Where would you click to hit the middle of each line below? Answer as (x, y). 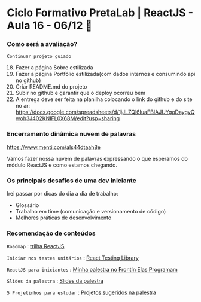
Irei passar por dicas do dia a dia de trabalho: (63, 194)
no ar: (23, 106)
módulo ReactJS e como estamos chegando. (62, 165)
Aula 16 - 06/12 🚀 (50, 25)
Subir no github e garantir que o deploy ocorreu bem (80, 93)
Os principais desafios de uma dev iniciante (71, 181)
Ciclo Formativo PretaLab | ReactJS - (100, 13)
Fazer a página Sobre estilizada (54, 68)
